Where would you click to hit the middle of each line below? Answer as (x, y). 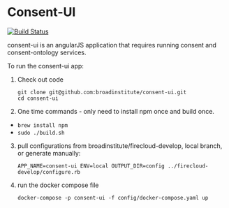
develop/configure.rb (49, 172)
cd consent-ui (38, 98)
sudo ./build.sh (41, 133)
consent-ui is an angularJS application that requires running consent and (112, 45)
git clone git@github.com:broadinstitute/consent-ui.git (102, 92)
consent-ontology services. (47, 52)
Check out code (40, 79)
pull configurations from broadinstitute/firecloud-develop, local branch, (120, 146)
